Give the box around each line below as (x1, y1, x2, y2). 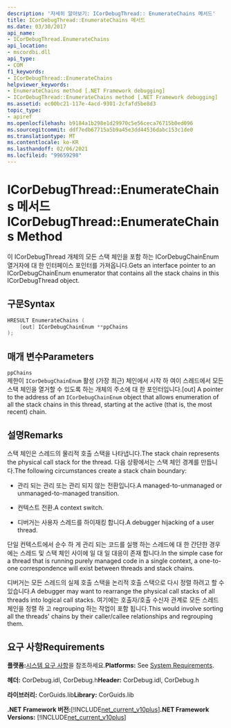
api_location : (7, 42, 48, 49)
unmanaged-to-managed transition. (17, 489, 120, 497)
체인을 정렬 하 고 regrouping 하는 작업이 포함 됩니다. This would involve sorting (7, 604, 223, 612)
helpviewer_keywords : (7, 81, 70, 88)
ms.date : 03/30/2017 (7, 23, 67, 30)
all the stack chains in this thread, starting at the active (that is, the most (7, 400, 212, 409)
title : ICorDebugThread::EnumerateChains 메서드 (7, 17, 146, 24)
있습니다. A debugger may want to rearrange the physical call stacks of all (7, 587, 216, 595)
